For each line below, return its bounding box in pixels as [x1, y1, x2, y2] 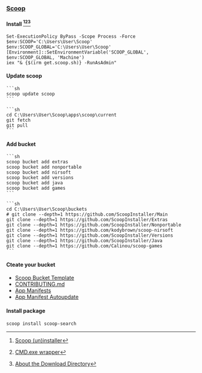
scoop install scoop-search [6, 320, 77, 327]
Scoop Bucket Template [14, 274, 75, 282]
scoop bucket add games [6, 185, 66, 192]
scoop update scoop [6, 91, 55, 97]
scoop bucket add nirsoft [6, 169, 71, 175]
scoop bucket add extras [6, 159, 69, 165]
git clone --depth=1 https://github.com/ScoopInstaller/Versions [6, 232, 173, 238]
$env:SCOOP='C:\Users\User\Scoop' [6, 38, 93, 44]
